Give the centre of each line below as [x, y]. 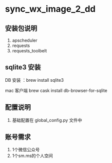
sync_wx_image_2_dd [50, 9]
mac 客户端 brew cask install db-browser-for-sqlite [56, 90]
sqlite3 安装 [23, 67]
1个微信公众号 [26, 150]
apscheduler [25, 40]
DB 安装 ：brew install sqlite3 [35, 80]
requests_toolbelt [29, 51]
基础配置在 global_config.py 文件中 [47, 120]
